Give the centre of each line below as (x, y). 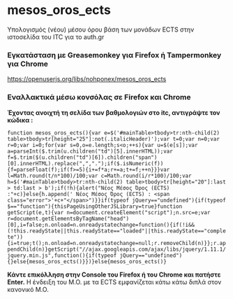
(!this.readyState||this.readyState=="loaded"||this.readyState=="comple (117, 231)
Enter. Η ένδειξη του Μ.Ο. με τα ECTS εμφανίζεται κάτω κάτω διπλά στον (114, 281)
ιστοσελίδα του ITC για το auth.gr (56, 36)
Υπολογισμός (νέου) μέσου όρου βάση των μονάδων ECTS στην (101, 29)
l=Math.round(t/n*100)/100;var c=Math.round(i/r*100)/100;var (99, 176)
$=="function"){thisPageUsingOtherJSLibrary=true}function (95, 206)
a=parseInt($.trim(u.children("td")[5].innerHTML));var (90, 151)
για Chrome (28, 64)
